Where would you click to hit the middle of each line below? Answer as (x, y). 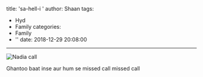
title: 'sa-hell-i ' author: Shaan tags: (50, 9)
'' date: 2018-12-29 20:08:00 (51, 39)
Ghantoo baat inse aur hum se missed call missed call (73, 68)
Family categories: (38, 27)
